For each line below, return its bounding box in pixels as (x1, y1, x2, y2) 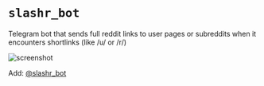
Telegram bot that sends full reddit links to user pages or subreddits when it (8, 29, 257, 38)
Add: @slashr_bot (8, 68, 67, 77)
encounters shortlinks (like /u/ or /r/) (8, 37, 127, 47)
